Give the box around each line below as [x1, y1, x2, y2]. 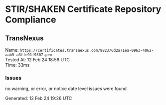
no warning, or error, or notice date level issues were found [5, 86, 127, 92]
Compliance [5, 14, 56, 25]
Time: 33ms [5, 62, 30, 68]
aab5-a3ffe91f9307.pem [5, 52, 52, 57]
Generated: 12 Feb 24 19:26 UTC [5, 96, 72, 102]
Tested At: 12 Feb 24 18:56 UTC [5, 57, 70, 63]
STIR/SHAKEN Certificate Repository [5, 3, 162, 15]
